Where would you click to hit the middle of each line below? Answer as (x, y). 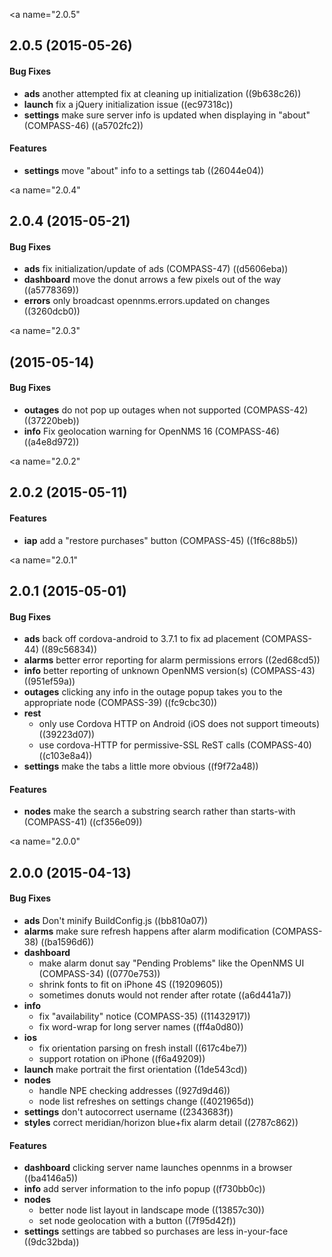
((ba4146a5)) (51, 1178)
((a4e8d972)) (51, 441)
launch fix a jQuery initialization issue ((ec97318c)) (128, 104)
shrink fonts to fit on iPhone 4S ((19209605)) (131, 984)
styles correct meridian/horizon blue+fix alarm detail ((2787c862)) (161, 1122)
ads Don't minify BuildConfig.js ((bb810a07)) (116, 920)
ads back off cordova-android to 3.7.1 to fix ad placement (141, 639)
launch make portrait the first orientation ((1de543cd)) (135, 1069)
